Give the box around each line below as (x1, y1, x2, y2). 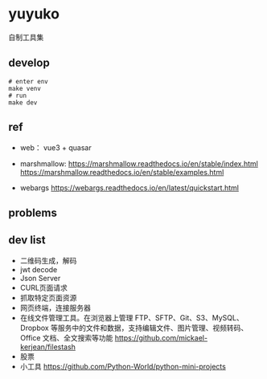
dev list (8, 234, 46, 247)
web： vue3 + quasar (19, 142, 92, 153)
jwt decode (19, 264, 58, 274)
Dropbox (19, 323, 50, 332)
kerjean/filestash (19, 342, 76, 352)
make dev (8, 98, 38, 107)
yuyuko (8, 5, 60, 23)
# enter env (8, 77, 48, 85)
